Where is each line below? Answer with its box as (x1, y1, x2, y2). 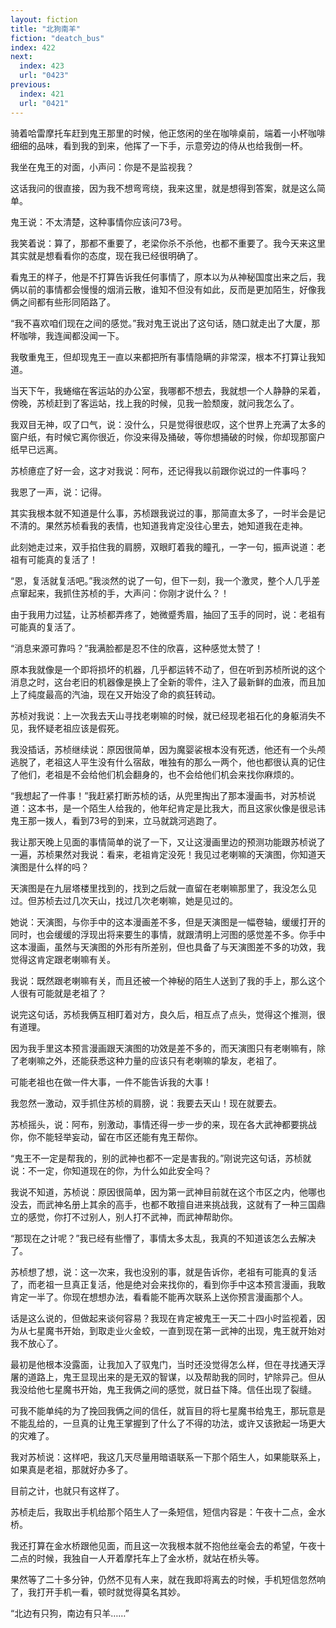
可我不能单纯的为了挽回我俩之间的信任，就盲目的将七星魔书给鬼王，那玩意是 (10, 1404, 326, 1416)
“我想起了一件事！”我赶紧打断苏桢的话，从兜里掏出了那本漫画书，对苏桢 (10, 789, 308, 801)
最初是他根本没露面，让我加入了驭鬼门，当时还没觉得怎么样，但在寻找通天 (10, 1358, 317, 1370)
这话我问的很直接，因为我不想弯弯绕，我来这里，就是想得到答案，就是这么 (10, 182, 317, 194)
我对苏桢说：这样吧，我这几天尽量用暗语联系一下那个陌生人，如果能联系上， (10, 1451, 326, 1463)
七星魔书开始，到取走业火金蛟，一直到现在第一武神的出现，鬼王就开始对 (27, 1324, 326, 1336)
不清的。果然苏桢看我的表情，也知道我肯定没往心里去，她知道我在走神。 (10, 519, 308, 531)
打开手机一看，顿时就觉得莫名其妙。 (36, 1586, 186, 1598)
